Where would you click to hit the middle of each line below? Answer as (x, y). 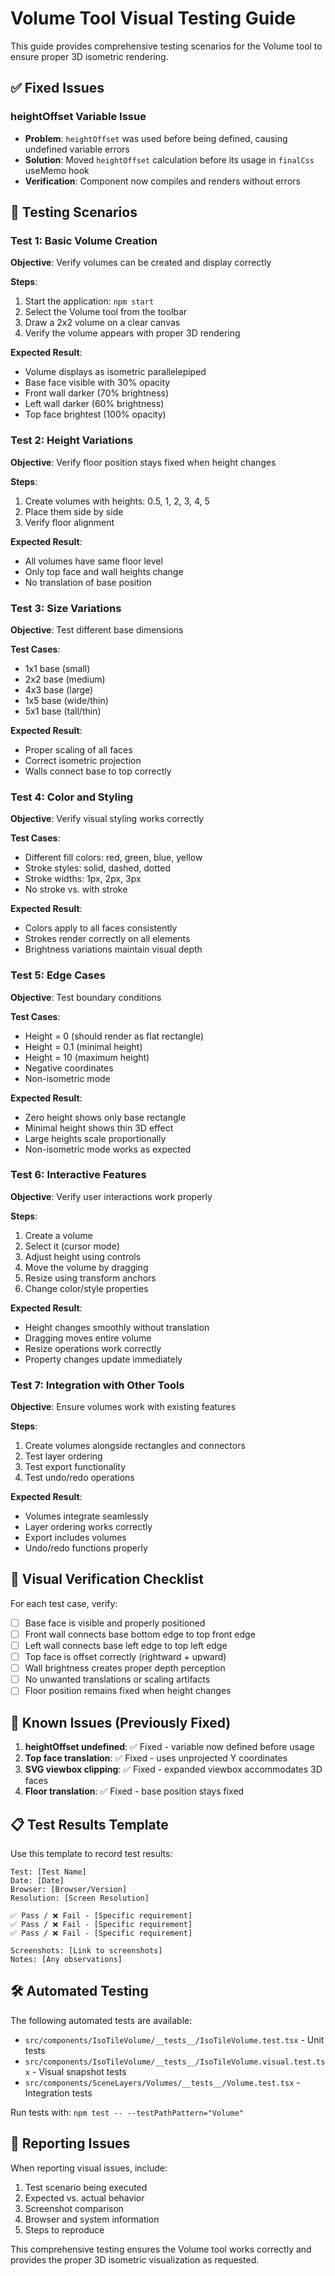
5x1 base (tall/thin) (63, 711)
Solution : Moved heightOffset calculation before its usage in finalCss (169, 159)
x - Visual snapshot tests (75, 2071)
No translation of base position (88, 582)
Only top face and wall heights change (104, 571)
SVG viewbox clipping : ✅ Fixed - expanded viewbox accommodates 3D (173, 1769)
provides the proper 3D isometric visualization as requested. (135, 2259)
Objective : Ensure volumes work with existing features (123, 1407)
